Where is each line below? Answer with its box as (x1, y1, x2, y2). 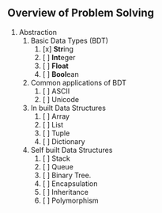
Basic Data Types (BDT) (30, 36, 108, 45)
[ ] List (42, 120, 64, 129)
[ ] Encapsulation (42, 178, 98, 188)
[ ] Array (42, 111, 70, 121)
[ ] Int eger (42, 52, 76, 62)
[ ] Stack (42, 154, 70, 163)
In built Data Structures (30, 103, 106, 112)
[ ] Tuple (42, 128, 70, 138)
